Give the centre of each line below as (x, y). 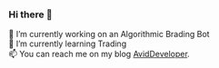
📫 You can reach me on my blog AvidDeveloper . (99, 54)
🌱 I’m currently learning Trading (68, 44)
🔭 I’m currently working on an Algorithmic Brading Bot (109, 34)
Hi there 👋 (31, 15)
